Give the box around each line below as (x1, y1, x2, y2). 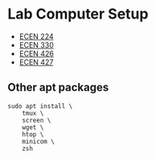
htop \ (22, 130, 44, 138)
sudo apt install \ (7, 102, 73, 110)
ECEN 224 (18, 31, 54, 41)
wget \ (22, 123, 44, 132)
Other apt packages (7, 81, 109, 94)
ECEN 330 (18, 40, 54, 49)
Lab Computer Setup (7, 5, 149, 23)
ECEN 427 (18, 57, 54, 67)
